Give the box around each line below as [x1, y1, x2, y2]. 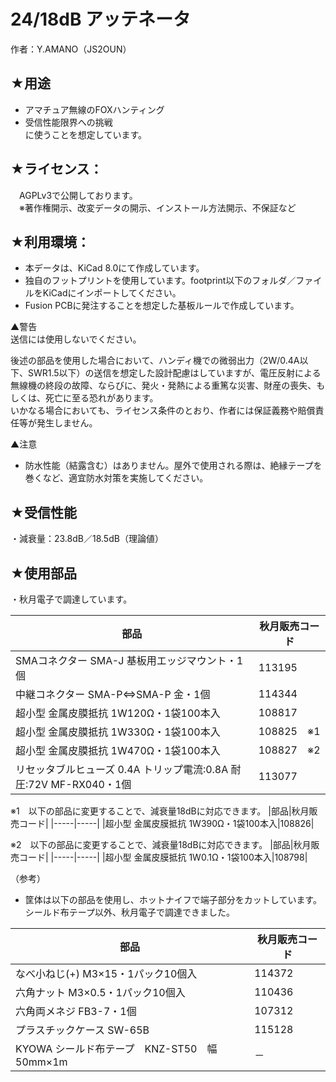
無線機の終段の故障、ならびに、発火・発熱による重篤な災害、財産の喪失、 [10, 380, 317, 392]
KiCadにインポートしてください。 [42, 287, 182, 299]
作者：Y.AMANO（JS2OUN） [10, 43, 132, 55]
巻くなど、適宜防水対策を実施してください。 [24, 472, 209, 484]
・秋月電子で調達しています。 [10, 593, 133, 605]
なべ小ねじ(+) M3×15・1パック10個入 [15, 967, 198, 980]
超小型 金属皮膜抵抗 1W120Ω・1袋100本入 [15, 706, 221, 720]
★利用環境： [10, 233, 90, 250]
